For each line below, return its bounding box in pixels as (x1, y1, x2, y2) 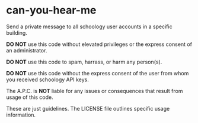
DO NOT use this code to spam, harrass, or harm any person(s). (6, 58, 162, 65)
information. (6, 111, 36, 118)
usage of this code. (6, 94, 53, 101)
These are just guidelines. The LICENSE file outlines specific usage (6, 105, 170, 112)
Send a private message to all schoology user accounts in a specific (6, 23, 173, 30)
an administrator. (6, 46, 47, 54)
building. (6, 29, 28, 36)
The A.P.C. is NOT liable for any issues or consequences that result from (6, 87, 183, 94)
